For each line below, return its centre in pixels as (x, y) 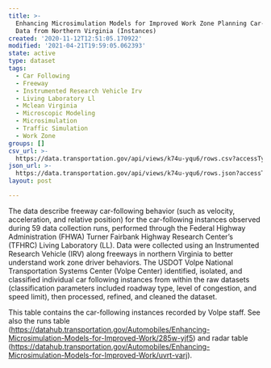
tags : (17, 69)
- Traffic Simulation (52, 128)
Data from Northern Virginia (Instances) (86, 31)
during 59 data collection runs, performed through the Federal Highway (127, 228)
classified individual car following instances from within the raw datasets (129, 279)
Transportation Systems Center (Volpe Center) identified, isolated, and (125, 270)
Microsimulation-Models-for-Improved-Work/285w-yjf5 (101, 338)
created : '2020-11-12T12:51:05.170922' (75, 38)
